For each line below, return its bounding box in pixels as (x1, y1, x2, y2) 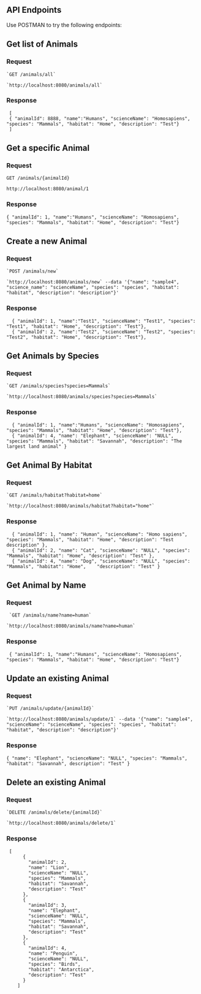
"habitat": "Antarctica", (28, 966, 95, 973)
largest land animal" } (6, 443, 67, 450)
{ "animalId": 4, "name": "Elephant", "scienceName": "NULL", (12, 433, 174, 439)
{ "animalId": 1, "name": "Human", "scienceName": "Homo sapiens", (12, 531, 188, 537)
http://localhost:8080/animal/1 (6, 186, 89, 192)
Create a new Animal (6, 236, 88, 247)
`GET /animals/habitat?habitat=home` (6, 492, 103, 499)
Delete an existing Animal (6, 777, 106, 788)
